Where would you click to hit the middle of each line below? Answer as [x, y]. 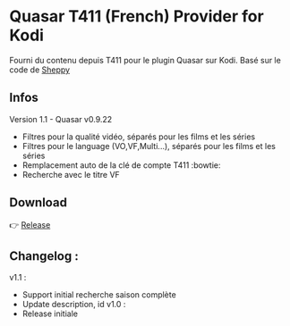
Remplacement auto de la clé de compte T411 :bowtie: [121, 165]
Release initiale [50, 313]
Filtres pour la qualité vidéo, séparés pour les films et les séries [139, 137]
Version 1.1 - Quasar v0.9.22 [61, 119]
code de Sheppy [39, 70]
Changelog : [44, 256]
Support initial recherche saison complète [99, 295]
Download [38, 203]
